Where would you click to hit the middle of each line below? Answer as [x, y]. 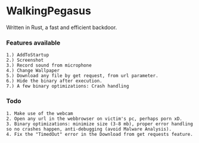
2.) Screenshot [25, 61]
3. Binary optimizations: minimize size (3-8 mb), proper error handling [100, 124]
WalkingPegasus [49, 11]
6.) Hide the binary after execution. [54, 81]
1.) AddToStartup [28, 55]
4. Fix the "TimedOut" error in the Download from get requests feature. [100, 134]
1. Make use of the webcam [40, 113]
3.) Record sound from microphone [49, 66]
